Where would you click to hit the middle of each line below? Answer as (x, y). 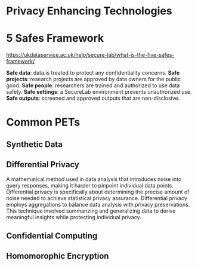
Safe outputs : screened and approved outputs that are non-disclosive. (93, 98)
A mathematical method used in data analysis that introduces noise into (94, 179)
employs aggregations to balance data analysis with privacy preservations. (98, 204)
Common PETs (43, 122)
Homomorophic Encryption (58, 256)
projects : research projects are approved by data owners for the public (93, 79)
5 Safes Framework (55, 39)
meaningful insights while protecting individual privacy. (74, 217)
